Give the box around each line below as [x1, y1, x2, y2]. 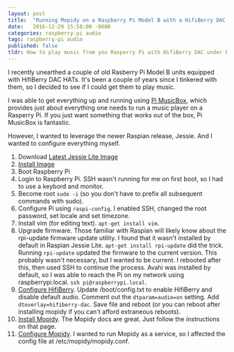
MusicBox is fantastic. [8, 118, 72, 126]
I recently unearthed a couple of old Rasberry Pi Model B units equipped [8, 67, 215, 76]
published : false [8, 42, 58, 49]
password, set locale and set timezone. [17, 211, 131, 219]
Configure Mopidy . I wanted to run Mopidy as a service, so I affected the [17, 329, 226, 337]
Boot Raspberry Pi [17, 167, 70, 176]
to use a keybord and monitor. [17, 182, 104, 190]
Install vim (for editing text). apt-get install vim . [17, 219, 160, 227]
